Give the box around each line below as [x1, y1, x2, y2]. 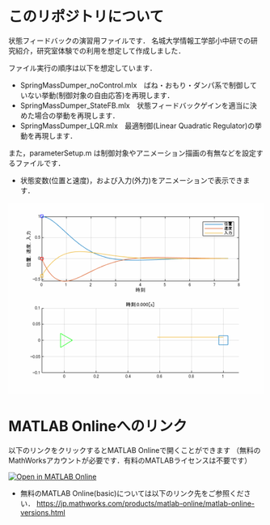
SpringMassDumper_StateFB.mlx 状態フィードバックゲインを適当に [19, 100, 251, 110]
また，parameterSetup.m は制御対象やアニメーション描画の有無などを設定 [8, 147, 256, 158]
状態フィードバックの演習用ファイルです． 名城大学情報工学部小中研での [8, 36, 251, 45]
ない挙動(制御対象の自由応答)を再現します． [27, 90, 175, 100]
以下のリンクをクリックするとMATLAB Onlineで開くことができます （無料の [8, 445, 261, 455]
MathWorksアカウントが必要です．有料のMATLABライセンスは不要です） [8, 455, 252, 465]
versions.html [19, 507, 66, 517]
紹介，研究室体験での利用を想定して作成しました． [15, 45, 186, 55]
